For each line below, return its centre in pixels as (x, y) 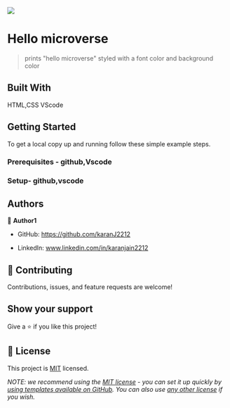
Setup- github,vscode (46, 181)
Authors (26, 204)
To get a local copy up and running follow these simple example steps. (109, 144)
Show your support (50, 309)
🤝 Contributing (40, 270)
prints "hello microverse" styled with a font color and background (119, 58)
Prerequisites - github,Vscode (60, 162)
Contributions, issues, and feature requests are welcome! (90, 287)
